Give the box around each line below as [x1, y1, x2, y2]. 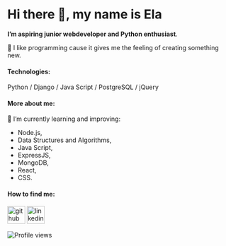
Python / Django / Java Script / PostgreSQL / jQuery [7, 83, 159, 91]
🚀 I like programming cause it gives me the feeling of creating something [7, 43, 220, 52]
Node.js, [17, 129, 43, 137]
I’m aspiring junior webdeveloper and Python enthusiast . [7, 30, 179, 38]
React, [17, 166, 37, 175]
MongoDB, [17, 158, 50, 167]
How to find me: [7, 189, 55, 198]
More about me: [7, 99, 55, 107]
